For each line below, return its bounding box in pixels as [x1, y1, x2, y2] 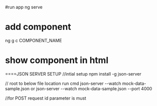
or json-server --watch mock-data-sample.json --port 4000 [31, 85, 153, 91]
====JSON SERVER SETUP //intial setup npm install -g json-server [5, 71, 142, 77]
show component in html [5, 55, 109, 66]
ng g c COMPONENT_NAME [5, 37, 63, 43]
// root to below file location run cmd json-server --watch [5, 80, 122, 86]
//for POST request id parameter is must [5, 95, 87, 101]
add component [5, 22, 71, 32]
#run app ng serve [5, 4, 43, 10]
